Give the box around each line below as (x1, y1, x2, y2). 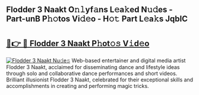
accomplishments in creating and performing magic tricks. (6, 83, 150, 89)
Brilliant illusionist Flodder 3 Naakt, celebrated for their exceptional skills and (6, 76, 194, 83)
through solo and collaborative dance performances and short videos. (6, 70, 178, 77)
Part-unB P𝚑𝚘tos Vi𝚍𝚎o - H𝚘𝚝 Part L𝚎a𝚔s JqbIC (6, 14, 188, 24)
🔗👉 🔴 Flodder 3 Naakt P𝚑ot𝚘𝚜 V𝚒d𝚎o (6, 38, 150, 48)
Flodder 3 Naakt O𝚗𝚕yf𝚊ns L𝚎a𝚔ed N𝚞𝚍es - (6, 5, 173, 15)
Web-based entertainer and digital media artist (71, 57, 186, 64)
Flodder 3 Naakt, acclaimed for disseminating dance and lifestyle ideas (6, 64, 180, 70)
